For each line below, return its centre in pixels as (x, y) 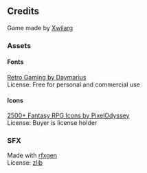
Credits (23, 11)
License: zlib (25, 163)
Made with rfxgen (32, 155)
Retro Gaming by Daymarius (47, 77)
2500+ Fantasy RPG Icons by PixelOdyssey (68, 115)
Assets (19, 45)
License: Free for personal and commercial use (74, 84)
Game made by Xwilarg (40, 27)
